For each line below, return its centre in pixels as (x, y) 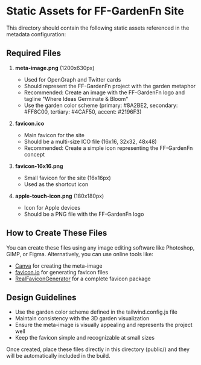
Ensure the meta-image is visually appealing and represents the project (104, 325)
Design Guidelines (41, 297)
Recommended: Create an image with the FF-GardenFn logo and (104, 92)
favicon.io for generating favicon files (62, 272)
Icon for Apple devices (52, 207)
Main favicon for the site (54, 135)
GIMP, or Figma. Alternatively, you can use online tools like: (80, 254)
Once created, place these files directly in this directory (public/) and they (98, 349)
